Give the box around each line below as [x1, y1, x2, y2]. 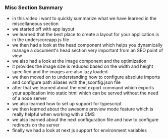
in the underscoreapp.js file [12, 37, 69, 43]
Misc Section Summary [5, 4, 63, 11]
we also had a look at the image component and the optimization [12, 58, 147, 64]
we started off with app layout [12, 26, 75, 32]
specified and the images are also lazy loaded [12, 69, 108, 75]
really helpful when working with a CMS [12, 111, 95, 117]
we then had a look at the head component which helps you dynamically [12, 42, 162, 48]
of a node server [12, 95, 47, 101]
